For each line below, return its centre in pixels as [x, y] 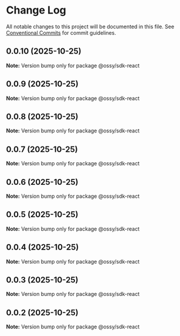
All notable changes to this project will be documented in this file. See [90, 26]
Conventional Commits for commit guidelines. [61, 32]
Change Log [36, 10]
